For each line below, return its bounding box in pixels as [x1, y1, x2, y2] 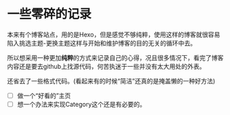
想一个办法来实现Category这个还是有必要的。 [16, 101, 146, 108]
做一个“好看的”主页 [16, 91, 71, 100]
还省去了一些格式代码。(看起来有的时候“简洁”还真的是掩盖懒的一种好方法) [7, 76, 216, 85]
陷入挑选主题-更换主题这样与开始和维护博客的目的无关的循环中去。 [7, 39, 197, 47]
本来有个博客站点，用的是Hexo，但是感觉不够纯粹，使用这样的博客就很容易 [7, 30, 220, 39]
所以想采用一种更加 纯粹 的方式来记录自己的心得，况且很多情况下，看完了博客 [7, 53, 224, 62]
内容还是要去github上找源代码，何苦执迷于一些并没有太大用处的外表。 [7, 62, 206, 70]
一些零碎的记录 [7, 6, 92, 22]
